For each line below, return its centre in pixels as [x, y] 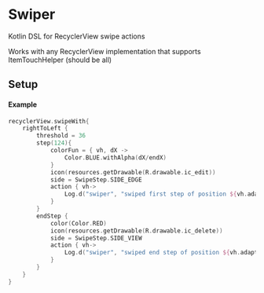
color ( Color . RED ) [79, 223]
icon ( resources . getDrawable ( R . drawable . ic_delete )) [136, 231]
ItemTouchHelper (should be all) [60, 60]
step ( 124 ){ [54, 143]
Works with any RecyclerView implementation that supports [105, 51]
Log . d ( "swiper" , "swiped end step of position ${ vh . [152, 253]
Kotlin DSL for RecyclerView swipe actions [77, 36]
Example [23, 104]
